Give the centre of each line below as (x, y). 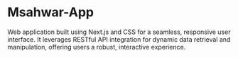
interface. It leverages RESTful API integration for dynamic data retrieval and (119, 39)
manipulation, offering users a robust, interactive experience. (97, 47)
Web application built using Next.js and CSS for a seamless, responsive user (119, 32)
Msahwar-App (51, 12)
